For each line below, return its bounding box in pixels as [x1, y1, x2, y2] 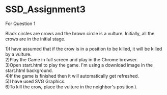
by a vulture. [5, 51, 32, 57]
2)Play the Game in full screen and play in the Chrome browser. [5, 56, 138, 62]
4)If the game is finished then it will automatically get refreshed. [5, 73, 139, 79]
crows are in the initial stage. [5, 36, 66, 42]
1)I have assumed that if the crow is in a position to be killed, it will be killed [5, 45, 162, 52]
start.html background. [5, 67, 53, 74]
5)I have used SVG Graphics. [5, 78, 66, 84]
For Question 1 [5, 20, 36, 27]
